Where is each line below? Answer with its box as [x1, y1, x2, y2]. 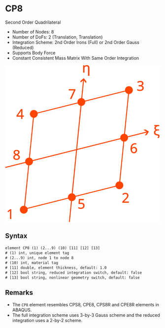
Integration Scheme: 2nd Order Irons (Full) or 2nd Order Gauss [12, 39, 139, 45]
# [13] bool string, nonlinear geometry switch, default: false [5, 275, 140, 280]
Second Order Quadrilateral [5, 19, 61, 25]
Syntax [5, 232, 28, 240]
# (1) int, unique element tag [5, 250, 69, 255]
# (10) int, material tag [5, 260, 58, 265]
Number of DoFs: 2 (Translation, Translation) [12, 34, 103, 40]
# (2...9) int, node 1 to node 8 [5, 255, 74, 260]
